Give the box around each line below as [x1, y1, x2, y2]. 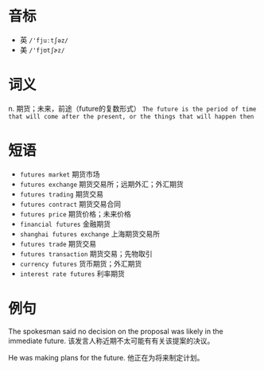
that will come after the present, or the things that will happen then [8, 112, 254, 120]
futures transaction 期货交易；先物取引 [19, 248, 153, 259]
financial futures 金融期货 [19, 219, 111, 228]
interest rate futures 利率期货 [19, 268, 126, 278]
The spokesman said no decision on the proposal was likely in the [8, 326, 224, 336]
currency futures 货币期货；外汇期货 [19, 259, 142, 268]
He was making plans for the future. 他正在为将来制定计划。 [8, 352, 204, 362]
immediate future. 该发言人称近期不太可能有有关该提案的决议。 [8, 336, 215, 345]
